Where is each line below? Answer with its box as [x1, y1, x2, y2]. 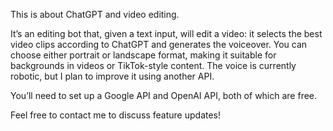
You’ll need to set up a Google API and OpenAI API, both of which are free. [10, 90, 318, 101]
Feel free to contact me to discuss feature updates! [10, 109, 222, 121]
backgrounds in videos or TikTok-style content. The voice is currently [10, 60, 297, 71]
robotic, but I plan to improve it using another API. [10, 70, 215, 82]
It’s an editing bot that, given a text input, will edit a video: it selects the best [10, 28, 323, 39]
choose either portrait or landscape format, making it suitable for [10, 49, 277, 61]
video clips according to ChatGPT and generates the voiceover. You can [10, 39, 308, 50]
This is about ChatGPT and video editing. [10, 9, 180, 20]
